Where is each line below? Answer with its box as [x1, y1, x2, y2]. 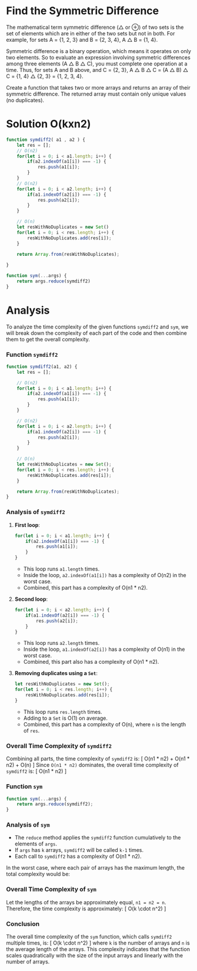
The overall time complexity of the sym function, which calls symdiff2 [6, 933, 172, 940]
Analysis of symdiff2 [6, 508, 66, 516]
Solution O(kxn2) [6, 117, 91, 131]
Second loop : [14, 595, 48, 603]
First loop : [14, 521, 40, 528]
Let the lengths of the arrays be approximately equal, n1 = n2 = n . [6, 898, 166, 906]
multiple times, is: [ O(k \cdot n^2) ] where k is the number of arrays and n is [6, 939, 190, 947]
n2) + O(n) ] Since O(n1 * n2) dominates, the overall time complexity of [6, 762, 179, 769]
